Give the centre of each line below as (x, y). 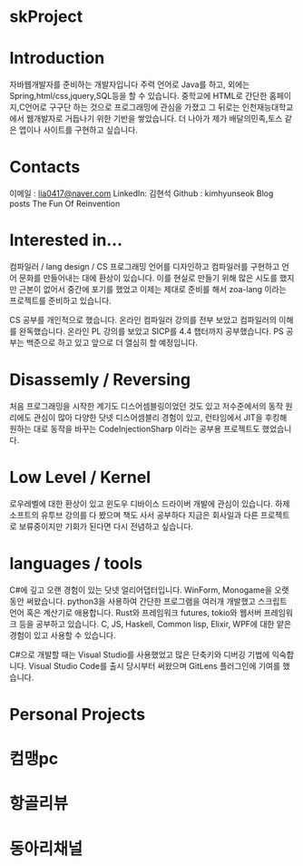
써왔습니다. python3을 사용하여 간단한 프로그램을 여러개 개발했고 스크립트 (156, 601)
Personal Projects (78, 714)
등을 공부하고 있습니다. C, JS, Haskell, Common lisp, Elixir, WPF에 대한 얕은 (155, 624)
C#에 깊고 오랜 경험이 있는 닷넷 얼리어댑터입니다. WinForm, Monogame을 (141, 590)
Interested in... (66, 240)
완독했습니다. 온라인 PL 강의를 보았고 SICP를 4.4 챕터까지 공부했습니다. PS (151, 331)
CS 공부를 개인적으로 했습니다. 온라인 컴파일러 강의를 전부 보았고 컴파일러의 (143, 320)
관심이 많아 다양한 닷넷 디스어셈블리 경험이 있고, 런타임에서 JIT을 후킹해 (160, 417)
